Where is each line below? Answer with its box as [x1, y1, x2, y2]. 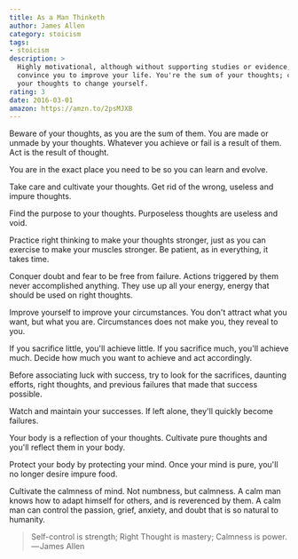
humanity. [9, 515, 46, 525]
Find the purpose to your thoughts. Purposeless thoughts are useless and [9, 208, 278, 219]
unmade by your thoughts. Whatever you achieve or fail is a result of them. [9, 138, 282, 148]
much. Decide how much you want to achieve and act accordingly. [9, 353, 253, 363]
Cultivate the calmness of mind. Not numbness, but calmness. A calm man [9, 486, 281, 497]
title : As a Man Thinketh [9, 12, 105, 22]
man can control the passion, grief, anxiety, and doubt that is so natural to [9, 505, 279, 515]
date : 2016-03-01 [9, 95, 74, 105]
